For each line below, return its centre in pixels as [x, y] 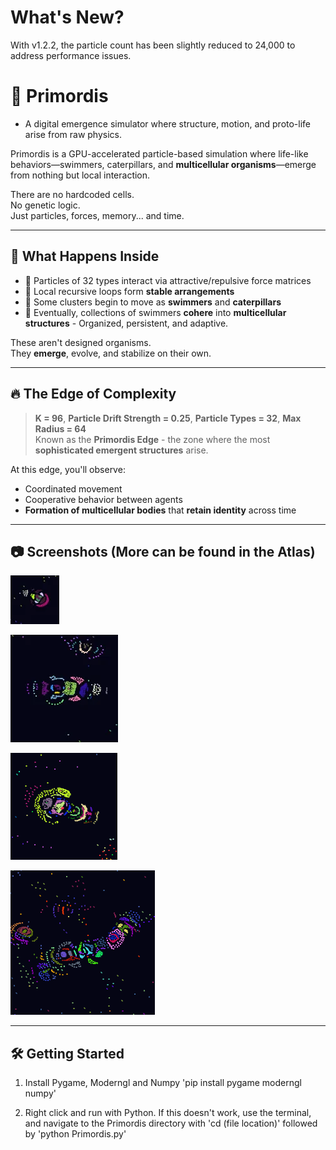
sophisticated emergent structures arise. [121, 450]
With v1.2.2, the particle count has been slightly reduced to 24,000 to [153, 45]
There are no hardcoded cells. [72, 194]
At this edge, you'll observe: [68, 469]
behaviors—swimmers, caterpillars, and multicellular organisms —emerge [163, 164]
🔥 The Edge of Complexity [93, 394]
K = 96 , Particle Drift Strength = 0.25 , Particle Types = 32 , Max [168, 418]
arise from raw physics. [73, 134]
